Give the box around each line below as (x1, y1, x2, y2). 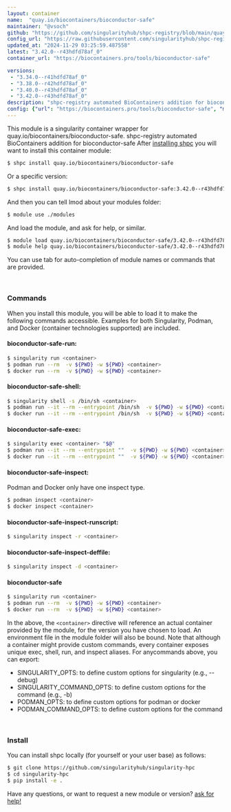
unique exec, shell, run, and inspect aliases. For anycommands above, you (7, 648, 218, 656)
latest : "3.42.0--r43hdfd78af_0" (7, 49, 103, 56)
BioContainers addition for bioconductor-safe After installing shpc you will (7, 139, 217, 147)
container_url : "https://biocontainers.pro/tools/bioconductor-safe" (7, 55, 211, 62)
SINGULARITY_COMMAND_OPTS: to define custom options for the (16, 683, 206, 691)
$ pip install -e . (7, 778, 63, 784)
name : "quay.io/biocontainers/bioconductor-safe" (7, 17, 155, 23)
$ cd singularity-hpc (7, 771, 69, 778)
